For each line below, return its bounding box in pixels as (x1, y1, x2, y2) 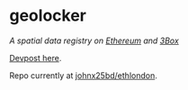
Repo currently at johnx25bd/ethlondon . (9, 69, 157, 81)
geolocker (9, 5, 87, 26)
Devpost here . (9, 52, 62, 63)
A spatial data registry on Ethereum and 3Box (9, 35, 180, 46)
